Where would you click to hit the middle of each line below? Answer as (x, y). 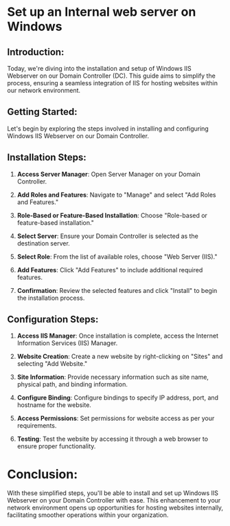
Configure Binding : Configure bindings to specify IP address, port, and (117, 398)
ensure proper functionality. (56, 446)
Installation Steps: (47, 158)
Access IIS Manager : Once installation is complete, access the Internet (117, 336)
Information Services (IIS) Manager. (67, 343)
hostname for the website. (54, 405)
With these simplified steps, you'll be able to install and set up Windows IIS (113, 493)
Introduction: (36, 52)
